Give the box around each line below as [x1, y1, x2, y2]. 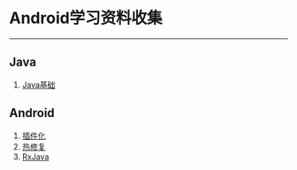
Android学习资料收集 [9, 8, 164, 28]
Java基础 [21, 79, 56, 89]
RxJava [21, 151, 49, 162]
